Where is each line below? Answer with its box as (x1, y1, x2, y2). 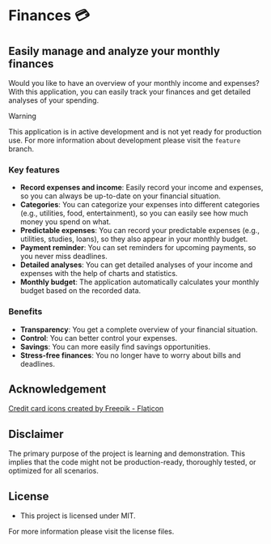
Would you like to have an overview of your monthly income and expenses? (8, 79, 260, 87)
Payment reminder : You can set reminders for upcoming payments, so (19, 243, 256, 253)
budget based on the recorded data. (19, 286, 142, 295)
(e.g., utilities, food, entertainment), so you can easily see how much (19, 208, 248, 219)
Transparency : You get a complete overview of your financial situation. (19, 325, 258, 334)
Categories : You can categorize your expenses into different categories (19, 200, 260, 210)
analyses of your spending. (8, 96, 100, 105)
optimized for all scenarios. (8, 466, 100, 476)
